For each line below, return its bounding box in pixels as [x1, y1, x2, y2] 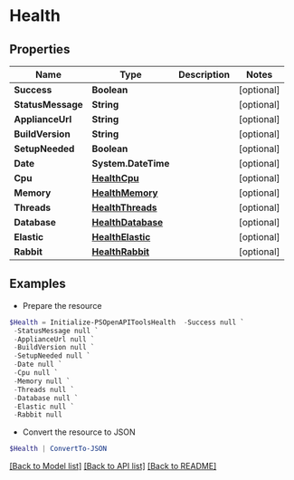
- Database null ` [13, 393, 79, 403]
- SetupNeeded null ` [13, 351, 91, 360]
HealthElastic [91, 231, 151, 243]
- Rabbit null [13, 410, 63, 419]
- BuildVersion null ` [13, 343, 95, 352]
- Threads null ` [13, 385, 75, 394]
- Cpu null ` [13, 369, 59, 378]
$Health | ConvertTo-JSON [9, 445, 107, 454]
